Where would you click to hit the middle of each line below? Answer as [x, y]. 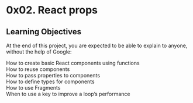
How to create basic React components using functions [73, 63]
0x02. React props [52, 10]
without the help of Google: [39, 52]
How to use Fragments [33, 88]
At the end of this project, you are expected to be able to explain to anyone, [97, 45]
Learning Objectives [44, 32]
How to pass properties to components [53, 75]
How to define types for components [50, 81]
